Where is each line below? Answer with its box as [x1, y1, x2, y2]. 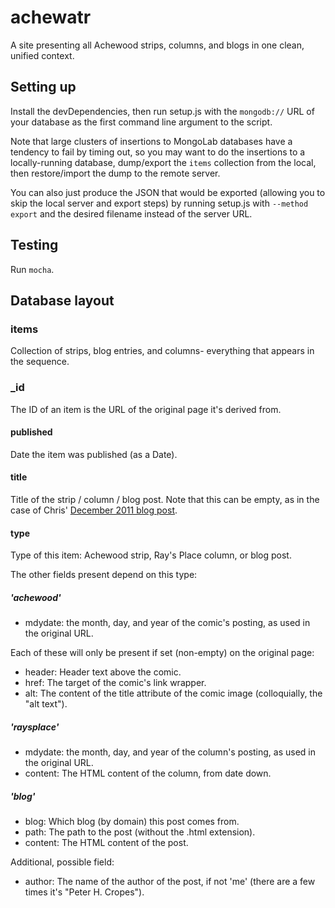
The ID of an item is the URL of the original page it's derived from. [10, 403, 282, 415]
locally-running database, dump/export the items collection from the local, [10, 156, 317, 168]
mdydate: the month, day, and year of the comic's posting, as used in [24, 617, 311, 629]
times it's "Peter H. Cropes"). [24, 886, 145, 898]
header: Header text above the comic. [24, 666, 182, 678]
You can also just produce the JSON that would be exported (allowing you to [10, 186, 326, 198]
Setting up [10, 79, 77, 96]
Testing [10, 237, 59, 254]
